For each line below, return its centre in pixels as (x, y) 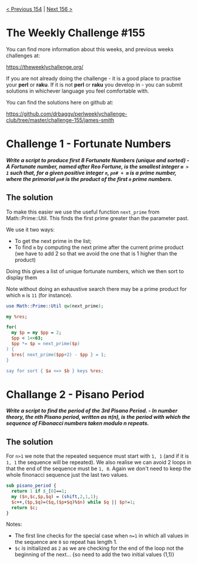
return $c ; (25, 507)
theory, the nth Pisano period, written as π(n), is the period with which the (98, 417)
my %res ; (17, 317)
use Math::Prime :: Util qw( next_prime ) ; (55, 306)
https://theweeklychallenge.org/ (45, 67)
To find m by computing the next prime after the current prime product (99, 247)
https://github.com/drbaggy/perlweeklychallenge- (67, 114)
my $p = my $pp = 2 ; (36, 333)
